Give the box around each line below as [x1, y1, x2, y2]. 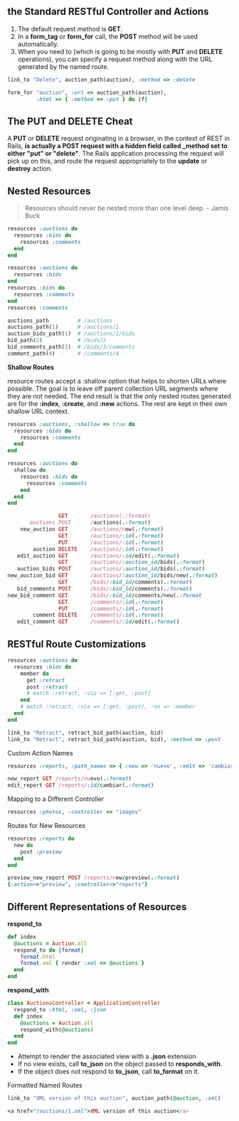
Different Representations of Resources [7, 900, 187, 913]
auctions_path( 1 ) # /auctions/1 [7, 324, 119, 331]
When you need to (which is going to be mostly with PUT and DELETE [17, 47, 223, 55]
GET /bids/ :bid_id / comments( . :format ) [58, 579, 193, 586]
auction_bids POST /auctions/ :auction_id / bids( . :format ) [16, 565, 205, 573]
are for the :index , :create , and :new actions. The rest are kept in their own [7, 399, 228, 408]
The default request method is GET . [17, 24, 123, 33]
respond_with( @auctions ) [20, 1026, 94, 1034]
